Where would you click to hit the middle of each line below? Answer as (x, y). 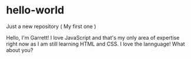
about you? (20, 50)
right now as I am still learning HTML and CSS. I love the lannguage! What (95, 44)
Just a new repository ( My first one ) (51, 26)
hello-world (35, 10)
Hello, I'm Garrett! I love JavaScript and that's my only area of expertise (93, 37)
